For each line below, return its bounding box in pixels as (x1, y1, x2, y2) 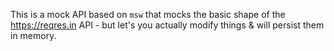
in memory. (10, 30, 57, 41)
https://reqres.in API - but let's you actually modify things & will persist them (10, 19, 325, 31)
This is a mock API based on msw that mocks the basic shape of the (10, 9, 286, 20)
